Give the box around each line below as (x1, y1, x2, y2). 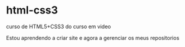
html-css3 (6, 4, 58, 17)
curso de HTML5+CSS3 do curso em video (6, 23, 111, 30)
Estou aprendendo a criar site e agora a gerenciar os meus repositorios (6, 34, 180, 41)
